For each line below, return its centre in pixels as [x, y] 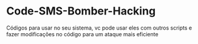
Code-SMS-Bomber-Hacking [81, 11]
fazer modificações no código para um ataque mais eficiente [83, 34]
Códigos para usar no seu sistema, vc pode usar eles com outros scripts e [99, 28]
